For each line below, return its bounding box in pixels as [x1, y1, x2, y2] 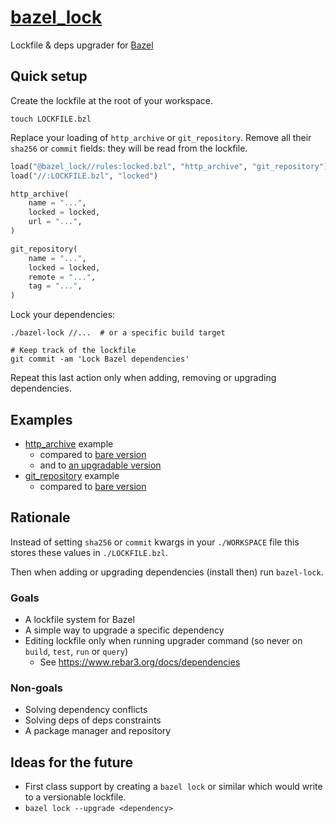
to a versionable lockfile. [24, 791, 127, 803]
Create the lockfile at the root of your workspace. [10, 94, 214, 106]
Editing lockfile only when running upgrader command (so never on [24, 635, 303, 647]
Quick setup [10, 68, 88, 85]
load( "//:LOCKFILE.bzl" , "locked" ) [10, 171, 159, 181]
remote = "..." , [28, 272, 97, 282]
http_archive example [24, 437, 114, 450]
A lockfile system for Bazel [24, 614, 135, 626]
